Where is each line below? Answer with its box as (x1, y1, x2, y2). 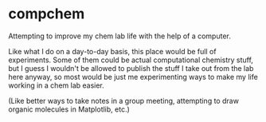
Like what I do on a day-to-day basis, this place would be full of (8, 46, 217, 56)
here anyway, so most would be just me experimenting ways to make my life (8, 72, 259, 81)
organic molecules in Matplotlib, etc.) (8, 104, 130, 114)
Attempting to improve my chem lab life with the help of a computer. (8, 31, 231, 41)
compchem (8, 5, 85, 23)
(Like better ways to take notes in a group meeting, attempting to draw (8, 96, 239, 105)
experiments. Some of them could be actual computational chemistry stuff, (8, 55, 253, 65)
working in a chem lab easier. (8, 81, 105, 90)
